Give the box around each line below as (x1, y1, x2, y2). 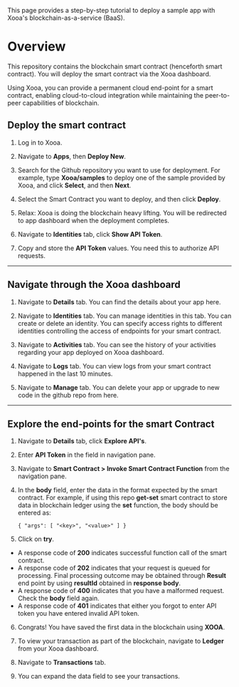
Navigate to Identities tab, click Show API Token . (17, 229, 163, 238)
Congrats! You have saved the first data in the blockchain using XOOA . (17, 623, 225, 631)
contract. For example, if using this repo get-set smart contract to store (17, 493, 228, 502)
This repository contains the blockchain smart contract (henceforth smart (7, 62, 223, 71)
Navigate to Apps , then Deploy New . (17, 152, 127, 160)
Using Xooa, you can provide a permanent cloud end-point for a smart (7, 83, 213, 92)
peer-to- (205, 91, 230, 99)
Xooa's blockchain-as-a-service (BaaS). (7, 14, 125, 22)
